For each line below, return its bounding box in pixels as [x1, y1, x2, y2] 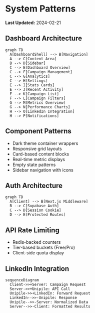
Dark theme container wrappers [12, 140, 78, 146]
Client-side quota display [12, 250, 64, 256]
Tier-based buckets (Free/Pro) [12, 244, 75, 251]
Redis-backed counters [12, 239, 61, 245]
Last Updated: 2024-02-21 [5, 20, 61, 26]
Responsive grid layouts [12, 145, 62, 151]
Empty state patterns [12, 162, 56, 168]
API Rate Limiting [5, 226, 60, 234]
